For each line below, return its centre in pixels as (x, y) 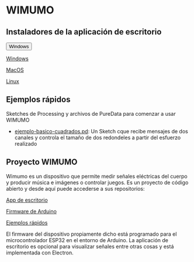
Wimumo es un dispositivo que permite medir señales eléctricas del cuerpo (97, 176)
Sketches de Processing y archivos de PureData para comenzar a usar (91, 113)
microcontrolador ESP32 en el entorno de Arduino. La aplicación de (87, 240)
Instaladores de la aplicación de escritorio (84, 32)
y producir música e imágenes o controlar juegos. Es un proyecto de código (97, 182)
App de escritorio (27, 200)
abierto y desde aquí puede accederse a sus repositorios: (75, 188)
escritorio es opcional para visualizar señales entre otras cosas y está (90, 246)
